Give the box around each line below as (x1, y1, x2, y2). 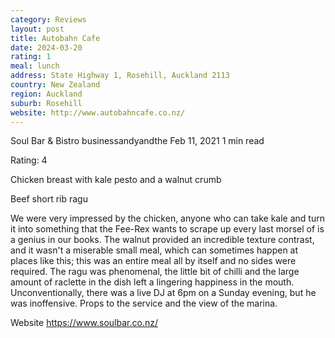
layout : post (10, 24, 65, 34)
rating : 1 (10, 52, 52, 62)
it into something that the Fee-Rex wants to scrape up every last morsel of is (10, 223, 325, 235)
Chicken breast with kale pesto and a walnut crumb (10, 174, 222, 186)
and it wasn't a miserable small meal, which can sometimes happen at (10, 244, 299, 256)
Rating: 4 (10, 154, 48, 166)
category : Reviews (10, 14, 87, 25)
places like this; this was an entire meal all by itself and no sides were (10, 255, 297, 267)
